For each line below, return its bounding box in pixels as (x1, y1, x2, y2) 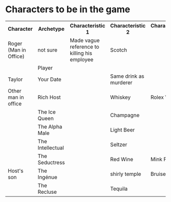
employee (70, 56, 94, 63)
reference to (70, 43, 99, 50)
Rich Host (37, 94, 61, 101)
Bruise (150, 170, 166, 177)
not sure (37, 46, 58, 53)
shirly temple (110, 170, 141, 177)
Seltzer (110, 141, 127, 148)
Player (37, 64, 53, 71)
